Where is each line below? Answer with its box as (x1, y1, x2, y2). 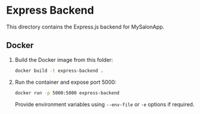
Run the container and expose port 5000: (14, 78, 116, 85)
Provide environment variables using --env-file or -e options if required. (14, 100, 195, 107)
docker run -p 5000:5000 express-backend (14, 90, 120, 96)
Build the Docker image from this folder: (14, 56, 113, 63)
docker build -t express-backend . (14, 68, 104, 74)
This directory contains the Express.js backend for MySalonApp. (6, 23, 165, 30)
